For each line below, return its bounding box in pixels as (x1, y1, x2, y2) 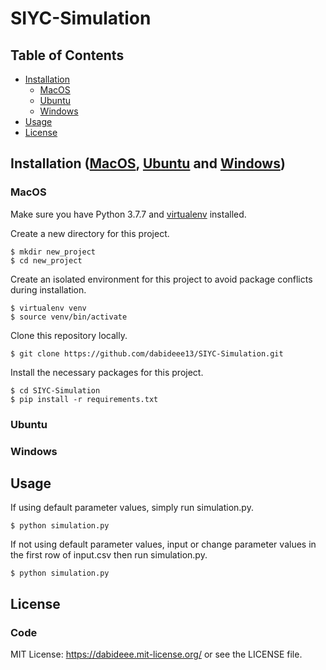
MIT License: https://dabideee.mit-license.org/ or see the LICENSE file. (10, 648, 303, 661)
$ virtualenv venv (10, 303, 87, 313)
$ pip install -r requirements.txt (10, 394, 159, 404)
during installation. (10, 283, 87, 296)
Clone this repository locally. (10, 329, 128, 341)
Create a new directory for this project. (10, 227, 170, 239)
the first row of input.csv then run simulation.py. (10, 549, 208, 561)
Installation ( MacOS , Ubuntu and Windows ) (10, 155, 286, 172)
